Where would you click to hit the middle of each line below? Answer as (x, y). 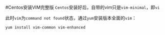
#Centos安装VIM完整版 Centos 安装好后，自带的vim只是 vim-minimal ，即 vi (82, 7)
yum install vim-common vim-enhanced (45, 27)
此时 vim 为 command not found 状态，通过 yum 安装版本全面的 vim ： (71, 18)
